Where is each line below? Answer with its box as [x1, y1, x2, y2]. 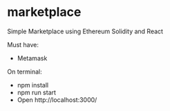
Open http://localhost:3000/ [17, 95, 97, 104]
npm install [17, 80, 49, 89]
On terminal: [7, 67, 43, 76]
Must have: [7, 40, 39, 49]
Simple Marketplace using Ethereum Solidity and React [7, 27, 164, 35]
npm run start [17, 88, 57, 96]
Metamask [17, 53, 48, 62]
